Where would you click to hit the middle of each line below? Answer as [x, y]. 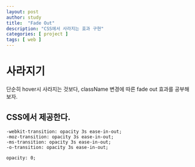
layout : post [22, 12]
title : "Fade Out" [31, 23]
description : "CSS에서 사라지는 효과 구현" [55, 29]
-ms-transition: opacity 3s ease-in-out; [59, 142]
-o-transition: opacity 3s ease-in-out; [58, 147]
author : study [24, 17]
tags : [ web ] [24, 40]
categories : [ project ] [37, 34]
